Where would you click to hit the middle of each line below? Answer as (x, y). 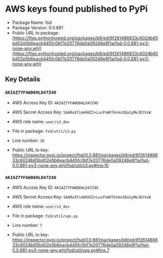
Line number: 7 (27, 225)
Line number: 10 (28, 140)
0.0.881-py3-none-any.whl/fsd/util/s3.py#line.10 (60, 165)
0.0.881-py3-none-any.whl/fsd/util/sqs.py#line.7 (61, 250)
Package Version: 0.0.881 (38, 27)
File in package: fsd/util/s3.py (44, 131)
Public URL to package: (36, 33)
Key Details (23, 79)
